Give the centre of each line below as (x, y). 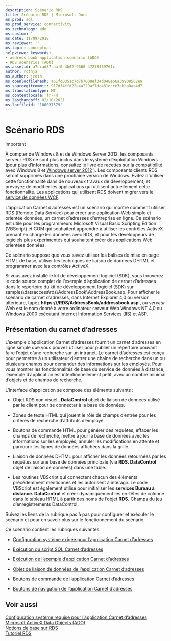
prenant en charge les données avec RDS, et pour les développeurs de (80, 235)
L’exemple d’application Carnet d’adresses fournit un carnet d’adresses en (83, 342)
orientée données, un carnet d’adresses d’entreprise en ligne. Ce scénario (83, 218)
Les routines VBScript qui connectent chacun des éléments (75, 477)
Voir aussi (21, 605)
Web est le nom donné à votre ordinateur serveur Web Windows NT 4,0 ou (84, 309)
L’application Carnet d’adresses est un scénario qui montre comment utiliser (85, 208)
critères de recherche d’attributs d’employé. (58, 420)
